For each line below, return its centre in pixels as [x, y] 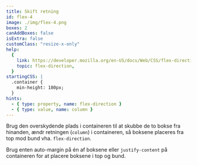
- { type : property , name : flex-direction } [67, 104]
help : [13, 50]
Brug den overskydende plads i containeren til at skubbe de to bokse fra [93, 126]
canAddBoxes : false [30, 33]
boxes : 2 [17, 28]
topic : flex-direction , [46, 66]
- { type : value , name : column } [52, 109]
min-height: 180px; [40, 88]
